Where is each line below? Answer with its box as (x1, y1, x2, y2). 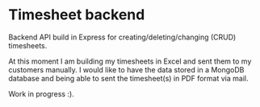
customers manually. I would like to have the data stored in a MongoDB (8, 64, 245, 74)
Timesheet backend (8, 6, 145, 24)
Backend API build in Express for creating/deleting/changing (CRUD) (8, 32, 237, 42)
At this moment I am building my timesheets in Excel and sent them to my (8, 56, 252, 66)
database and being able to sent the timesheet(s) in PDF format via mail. (8, 73, 249, 83)
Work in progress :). (8, 88, 74, 98)
